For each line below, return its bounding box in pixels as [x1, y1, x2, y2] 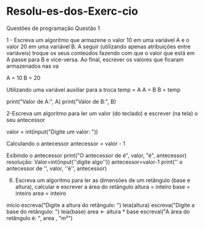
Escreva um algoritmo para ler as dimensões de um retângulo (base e [15, 176, 191, 184]
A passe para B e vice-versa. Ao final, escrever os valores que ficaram [6, 56, 184, 63]
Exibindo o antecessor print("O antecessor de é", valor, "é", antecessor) [6, 152, 187, 159]
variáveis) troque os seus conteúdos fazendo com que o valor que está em [6, 49, 195, 56]
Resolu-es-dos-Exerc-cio [6, 4, 139, 18]
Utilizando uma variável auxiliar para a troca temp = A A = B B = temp [6, 86, 181, 93]
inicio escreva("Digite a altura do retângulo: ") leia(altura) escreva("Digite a [6, 201, 195, 208]
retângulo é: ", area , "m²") [6, 214, 73, 221]
